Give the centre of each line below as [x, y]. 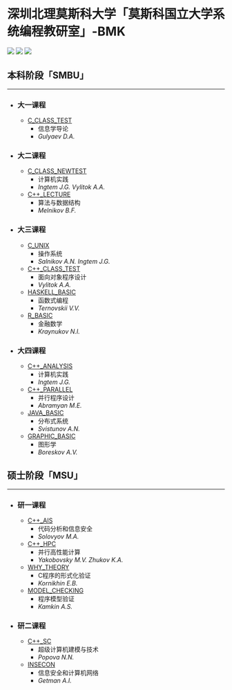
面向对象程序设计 [62, 277]
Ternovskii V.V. [59, 308]
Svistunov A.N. [59, 428]
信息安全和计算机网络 [68, 673]
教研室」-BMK [85, 31]
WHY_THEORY [48, 568]
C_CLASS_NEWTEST [57, 171]
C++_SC [39, 642]
